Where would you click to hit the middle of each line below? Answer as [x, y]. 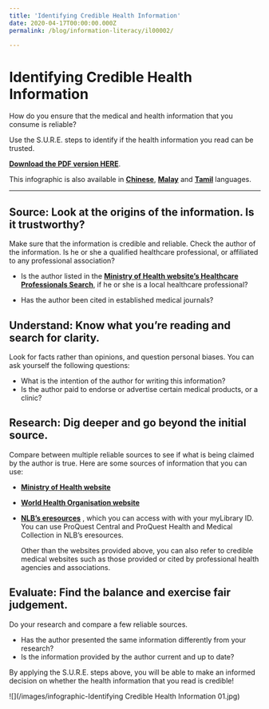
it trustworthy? [47, 224]
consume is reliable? [43, 125]
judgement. [39, 605]
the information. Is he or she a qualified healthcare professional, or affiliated [134, 252]
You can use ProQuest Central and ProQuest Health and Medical [127, 526]
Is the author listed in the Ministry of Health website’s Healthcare [129, 276]
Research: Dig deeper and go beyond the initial [128, 423]
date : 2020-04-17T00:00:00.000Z [63, 23]
